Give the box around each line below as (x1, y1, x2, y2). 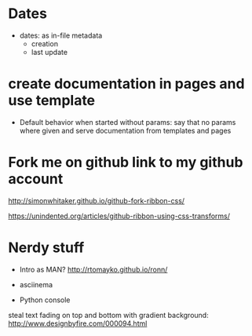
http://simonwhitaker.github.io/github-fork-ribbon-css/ (8, 195, 185, 205)
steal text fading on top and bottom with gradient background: (8, 310, 210, 320)
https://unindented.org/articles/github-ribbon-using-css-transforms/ (8, 211, 230, 221)
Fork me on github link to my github (8, 154, 243, 171)
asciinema (19, 279, 53, 289)
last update (31, 47, 68, 57)
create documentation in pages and (8, 75, 245, 93)
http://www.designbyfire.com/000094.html (8, 319, 148, 328)
